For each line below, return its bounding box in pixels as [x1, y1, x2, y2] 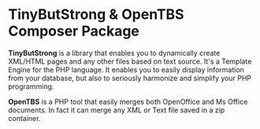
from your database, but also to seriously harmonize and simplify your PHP [8, 73, 252, 83]
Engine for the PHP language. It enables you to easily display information [8, 64, 244, 74]
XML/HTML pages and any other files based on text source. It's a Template [8, 57, 252, 66]
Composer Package [8, 22, 140, 40]
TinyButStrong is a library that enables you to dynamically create [8, 48, 221, 57]
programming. [8, 81, 54, 91]
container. [8, 113, 41, 123]
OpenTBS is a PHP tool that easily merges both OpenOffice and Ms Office [8, 97, 248, 106]
